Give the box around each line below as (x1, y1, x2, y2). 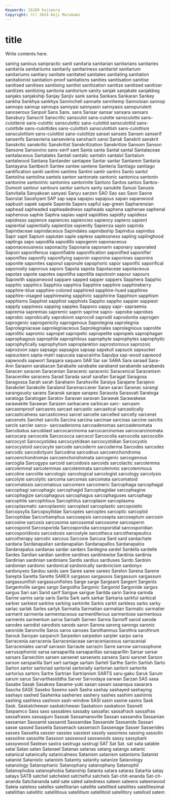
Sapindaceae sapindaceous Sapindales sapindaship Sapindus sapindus (5, 228, 155, 234)
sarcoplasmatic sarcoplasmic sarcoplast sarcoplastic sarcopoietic (5, 503, 143, 509)
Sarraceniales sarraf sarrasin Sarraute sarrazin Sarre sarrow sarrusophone (5, 644, 161, 650)
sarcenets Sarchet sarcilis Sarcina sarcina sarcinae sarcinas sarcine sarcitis (5, 417, 163, 423)
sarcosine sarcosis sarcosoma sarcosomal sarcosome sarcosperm (5, 519, 145, 526)
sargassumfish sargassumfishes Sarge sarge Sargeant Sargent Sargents (5, 579, 157, 585)
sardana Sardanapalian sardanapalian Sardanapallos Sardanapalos (5, 541, 145, 547)
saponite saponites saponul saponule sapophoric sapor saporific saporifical (5, 260, 164, 267)
